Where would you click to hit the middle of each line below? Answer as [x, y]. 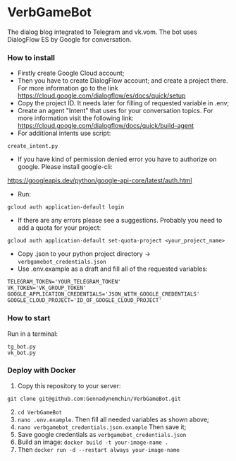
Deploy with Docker [42, 370]
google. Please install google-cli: [65, 167]
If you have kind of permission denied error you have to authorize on [117, 159]
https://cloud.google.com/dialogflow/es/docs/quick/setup [101, 95]
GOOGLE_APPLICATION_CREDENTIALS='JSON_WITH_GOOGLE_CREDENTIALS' [104, 294]
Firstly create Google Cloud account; [71, 73]
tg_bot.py [22, 346]
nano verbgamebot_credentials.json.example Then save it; [102, 427]
